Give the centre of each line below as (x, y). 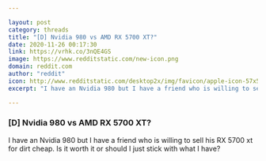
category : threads (38, 30)
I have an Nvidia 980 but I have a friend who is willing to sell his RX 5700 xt (131, 140)
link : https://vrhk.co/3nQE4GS (60, 52)
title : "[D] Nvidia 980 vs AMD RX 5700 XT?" (83, 37)
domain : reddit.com (40, 67)
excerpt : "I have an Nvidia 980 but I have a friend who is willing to (129, 88)
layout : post (30, 22)
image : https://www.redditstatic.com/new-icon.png (93, 59)
